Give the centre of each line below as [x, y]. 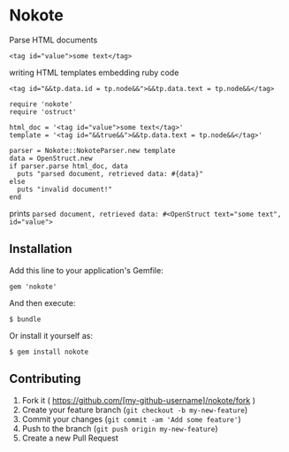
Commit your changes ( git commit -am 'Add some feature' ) [131, 419]
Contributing [45, 379]
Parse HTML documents [53, 40]
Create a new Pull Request [70, 438]
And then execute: [42, 303]
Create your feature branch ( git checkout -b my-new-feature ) [135, 410]
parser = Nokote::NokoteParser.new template [92, 150]
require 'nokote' [41, 104]
